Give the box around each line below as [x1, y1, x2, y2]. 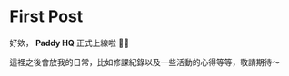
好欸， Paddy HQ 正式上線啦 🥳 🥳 [9, 37, 130, 48]
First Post [9, 6, 84, 27]
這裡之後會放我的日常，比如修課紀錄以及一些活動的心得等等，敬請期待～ [9, 56, 280, 67]
